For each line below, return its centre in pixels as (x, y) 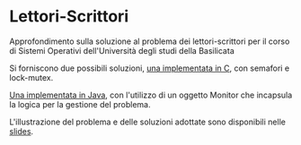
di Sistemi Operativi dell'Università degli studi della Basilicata (122, 50)
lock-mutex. (31, 77)
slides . (22, 131)
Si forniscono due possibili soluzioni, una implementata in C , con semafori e (150, 68)
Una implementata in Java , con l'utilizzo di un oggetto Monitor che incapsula (151, 95)
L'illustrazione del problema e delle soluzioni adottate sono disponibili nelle (147, 122)
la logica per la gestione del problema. (80, 104)
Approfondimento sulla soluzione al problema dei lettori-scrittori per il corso (150, 41)
